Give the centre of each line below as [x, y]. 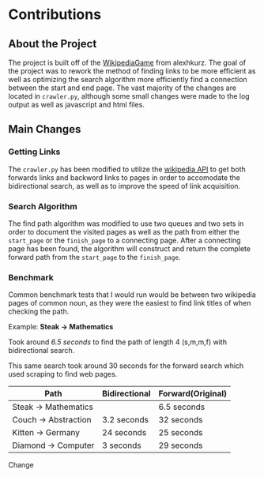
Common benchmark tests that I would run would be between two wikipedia [132, 295]
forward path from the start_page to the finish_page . [94, 257]
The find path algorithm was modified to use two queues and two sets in [126, 223]
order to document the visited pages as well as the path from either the [124, 231]
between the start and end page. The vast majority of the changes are [123, 88]
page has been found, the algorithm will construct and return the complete [130, 248]
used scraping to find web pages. [63, 374]
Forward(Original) [193, 394]
